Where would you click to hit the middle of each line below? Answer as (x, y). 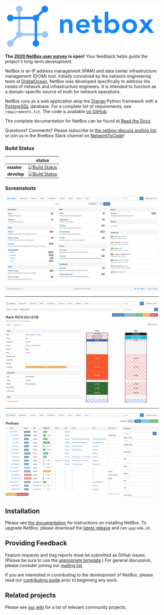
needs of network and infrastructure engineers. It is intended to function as (81, 86)
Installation (22, 511)
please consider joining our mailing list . (44, 565)
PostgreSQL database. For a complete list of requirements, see (68, 106)
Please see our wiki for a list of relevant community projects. (66, 607)
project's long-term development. (39, 61)
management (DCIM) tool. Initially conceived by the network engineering (78, 76)
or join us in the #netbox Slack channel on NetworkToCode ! (65, 136)
